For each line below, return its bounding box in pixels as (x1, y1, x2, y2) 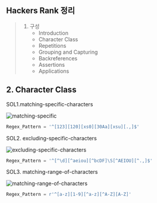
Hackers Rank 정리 (6, 5, 76, 16)
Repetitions (38, 42, 67, 49)
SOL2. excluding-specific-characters (6, 134, 97, 142)
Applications (38, 67, 70, 75)
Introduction (38, 29, 68, 36)
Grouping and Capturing (38, 48, 98, 56)
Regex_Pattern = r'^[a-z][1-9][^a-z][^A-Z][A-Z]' (6, 192, 132, 198)
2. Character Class (6, 85, 77, 95)
